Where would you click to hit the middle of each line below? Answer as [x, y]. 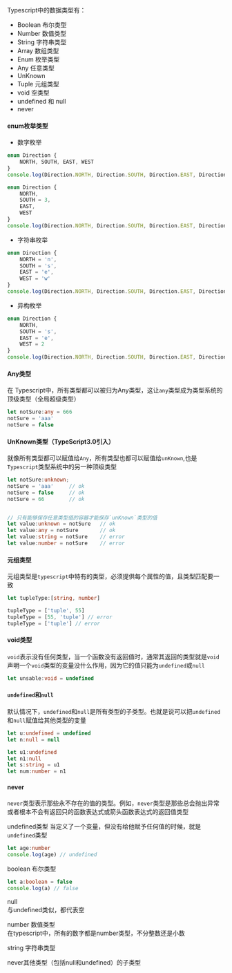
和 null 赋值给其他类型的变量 [47, 720]
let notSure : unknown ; [38, 480]
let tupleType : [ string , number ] [54, 598]
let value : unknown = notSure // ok [61, 524]
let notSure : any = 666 [40, 412]
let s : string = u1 [33, 765]
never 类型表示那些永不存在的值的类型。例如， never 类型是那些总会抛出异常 [113, 803]
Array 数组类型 [38, 51]
